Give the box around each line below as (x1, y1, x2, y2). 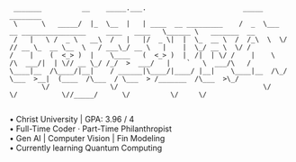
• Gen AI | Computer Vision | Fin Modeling (9, 133, 166, 143)
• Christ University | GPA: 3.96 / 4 (9, 114, 135, 124)
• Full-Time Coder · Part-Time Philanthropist (9, 123, 173, 134)
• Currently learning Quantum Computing (9, 142, 163, 153)
